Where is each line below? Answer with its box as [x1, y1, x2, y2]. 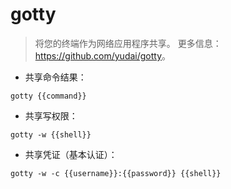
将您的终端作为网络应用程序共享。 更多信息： [34, 37, 222, 49]
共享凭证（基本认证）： [24, 148, 118, 160]
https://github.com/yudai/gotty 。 [34, 49, 172, 62]
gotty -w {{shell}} [10, 129, 92, 140]
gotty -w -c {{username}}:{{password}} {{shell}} [10, 168, 222, 178]
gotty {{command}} [10, 91, 87, 101]
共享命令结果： [24, 71, 87, 83]
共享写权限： [24, 109, 78, 122]
